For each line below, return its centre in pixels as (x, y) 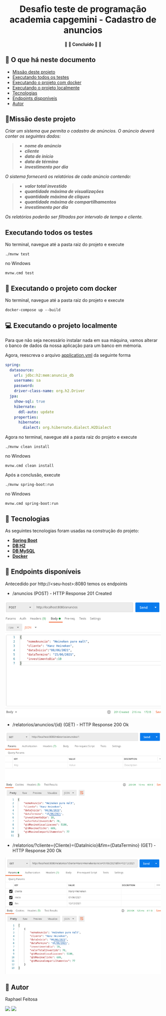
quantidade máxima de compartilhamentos (70, 202)
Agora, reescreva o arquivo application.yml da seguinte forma (68, 355)
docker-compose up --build (33, 310)
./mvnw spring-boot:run (30, 485)
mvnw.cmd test (20, 273)
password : (24, 386)
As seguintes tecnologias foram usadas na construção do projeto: (72, 531)
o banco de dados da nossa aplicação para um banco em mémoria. (74, 345)
